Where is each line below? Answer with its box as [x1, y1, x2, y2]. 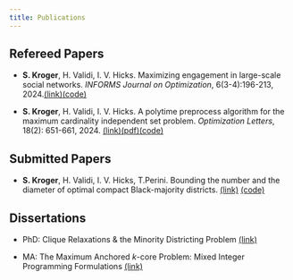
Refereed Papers [9, 47, 105, 62]
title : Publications [9, 13, 87, 22]
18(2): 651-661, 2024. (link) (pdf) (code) [21, 125, 163, 136]
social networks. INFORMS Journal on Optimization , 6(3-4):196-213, [21, 80, 274, 90]
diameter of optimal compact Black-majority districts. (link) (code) [21, 184, 265, 195]
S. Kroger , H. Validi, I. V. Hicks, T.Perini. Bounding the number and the [21, 175, 280, 186]
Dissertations [9, 210, 87, 225]
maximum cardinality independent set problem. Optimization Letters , [21, 115, 275, 126]
